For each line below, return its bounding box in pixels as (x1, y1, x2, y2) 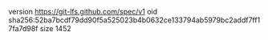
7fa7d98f (8, 24, 39, 33)
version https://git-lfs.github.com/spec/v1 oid (8, 7, 158, 16)
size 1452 (39, 24, 71, 33)
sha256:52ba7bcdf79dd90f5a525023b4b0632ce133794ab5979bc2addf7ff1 (8, 15, 261, 25)
